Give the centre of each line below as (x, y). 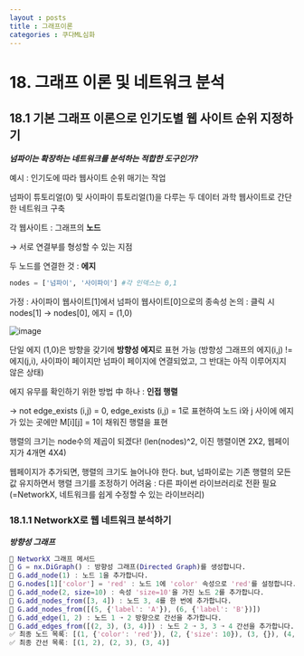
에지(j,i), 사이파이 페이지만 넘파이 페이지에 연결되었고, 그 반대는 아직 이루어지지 (148, 361)
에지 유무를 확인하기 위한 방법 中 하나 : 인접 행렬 (94, 392)
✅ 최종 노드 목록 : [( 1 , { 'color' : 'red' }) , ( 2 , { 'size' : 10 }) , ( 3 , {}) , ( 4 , (152, 634)
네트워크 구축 (42, 208)
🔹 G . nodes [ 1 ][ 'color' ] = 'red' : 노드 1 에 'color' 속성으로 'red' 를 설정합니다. (153, 585)
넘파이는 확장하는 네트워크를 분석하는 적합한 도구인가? (104, 158)
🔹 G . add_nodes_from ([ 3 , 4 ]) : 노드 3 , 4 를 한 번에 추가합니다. (121, 601)
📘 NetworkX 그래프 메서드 (52, 559)
